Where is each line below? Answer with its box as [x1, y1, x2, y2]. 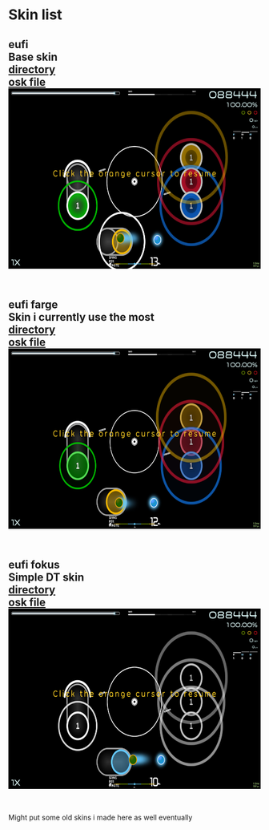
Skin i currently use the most [8, 310, 155, 324]
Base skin [8, 50, 58, 63]
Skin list [8, 6, 62, 24]
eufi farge [8, 298, 58, 311]
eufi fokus [8, 558, 60, 572]
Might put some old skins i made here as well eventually [8, 812, 193, 822]
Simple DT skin [8, 571, 85, 585]
